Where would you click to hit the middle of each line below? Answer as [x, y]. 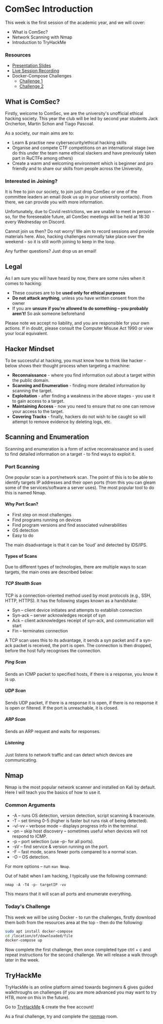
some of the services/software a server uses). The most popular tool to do [80, 488]
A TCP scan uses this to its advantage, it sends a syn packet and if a [73, 640]
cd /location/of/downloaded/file [39, 936]
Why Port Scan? [22, 504]
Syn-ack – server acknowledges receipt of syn [59, 615]
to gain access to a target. [38, 401]
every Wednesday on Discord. [35, 222]
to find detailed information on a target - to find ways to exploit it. [70, 454]
